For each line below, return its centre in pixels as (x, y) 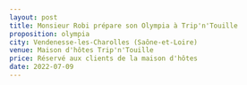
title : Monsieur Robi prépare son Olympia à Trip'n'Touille (124, 26)
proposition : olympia (50, 34)
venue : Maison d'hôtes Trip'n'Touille (81, 50)
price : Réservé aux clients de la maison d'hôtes (104, 58)
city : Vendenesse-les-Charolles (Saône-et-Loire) (104, 42)
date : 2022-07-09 (42, 67)
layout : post (34, 17)
